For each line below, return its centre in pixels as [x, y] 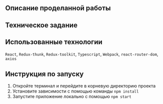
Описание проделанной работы [58, 8]
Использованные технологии [54, 42]
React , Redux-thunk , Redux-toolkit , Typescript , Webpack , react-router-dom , [82, 54]
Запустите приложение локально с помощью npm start [72, 97]
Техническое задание [41, 25]
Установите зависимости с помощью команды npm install [75, 91]
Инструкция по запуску [44, 74]
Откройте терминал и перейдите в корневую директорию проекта [84, 86]
